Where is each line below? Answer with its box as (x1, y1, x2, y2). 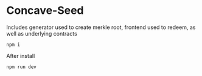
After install (6, 52, 35, 59)
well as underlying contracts (6, 30, 77, 37)
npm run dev (6, 64, 37, 70)
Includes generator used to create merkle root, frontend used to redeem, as (6, 24, 196, 31)
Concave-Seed (6, 4, 84, 17)
